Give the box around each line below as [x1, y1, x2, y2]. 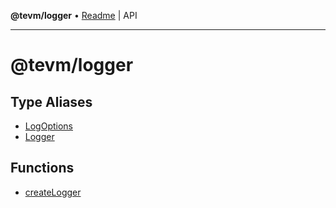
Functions [10, 160, 75, 177]
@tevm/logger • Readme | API [10, 10, 138, 21]
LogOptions [24, 120, 73, 132]
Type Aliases [10, 93, 93, 110]
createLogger [24, 186, 82, 198]
